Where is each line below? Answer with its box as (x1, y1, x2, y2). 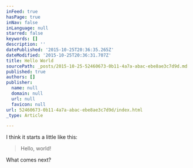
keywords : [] (6, 36, 38, 42)
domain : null (11, 90, 43, 96)
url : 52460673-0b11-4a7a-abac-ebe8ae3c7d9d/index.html (6, 107, 143, 113)
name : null (11, 85, 38, 91)
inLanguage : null (6, 25, 49, 31)
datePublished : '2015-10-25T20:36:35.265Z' (6, 47, 114, 53)
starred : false (6, 31, 43, 36)
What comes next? (6, 156, 52, 163)
